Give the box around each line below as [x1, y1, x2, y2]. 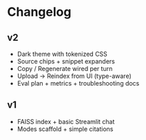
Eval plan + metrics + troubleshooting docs [17, 79, 140, 87]
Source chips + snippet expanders [17, 57, 115, 66]
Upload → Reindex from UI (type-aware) [17, 72, 132, 80]
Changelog [7, 4, 72, 20]
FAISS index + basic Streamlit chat [17, 117, 115, 126]
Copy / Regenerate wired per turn [17, 65, 113, 72]
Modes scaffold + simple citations [17, 125, 114, 133]
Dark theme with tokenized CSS [17, 50, 108, 58]
